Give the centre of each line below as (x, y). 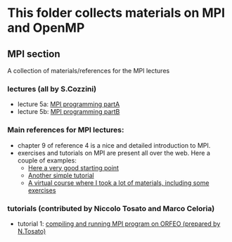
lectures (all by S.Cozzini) (52, 89)
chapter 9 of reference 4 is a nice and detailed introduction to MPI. (114, 145)
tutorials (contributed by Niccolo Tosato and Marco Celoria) (111, 208)
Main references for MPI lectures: (66, 130)
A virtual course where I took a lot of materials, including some (118, 183)
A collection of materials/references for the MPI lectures (89, 71)
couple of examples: (47, 160)
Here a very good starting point (73, 167)
